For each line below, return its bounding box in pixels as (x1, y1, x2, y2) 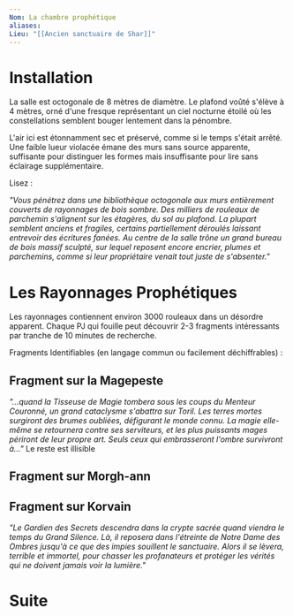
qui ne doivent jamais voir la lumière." (9, 560, 146, 571)
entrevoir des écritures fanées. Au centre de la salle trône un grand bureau (9, 232, 282, 243)
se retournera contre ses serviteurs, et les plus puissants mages (34, 425, 267, 436)
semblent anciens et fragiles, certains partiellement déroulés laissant (9, 223, 261, 234)
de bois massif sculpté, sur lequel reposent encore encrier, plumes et (9, 242, 261, 253)
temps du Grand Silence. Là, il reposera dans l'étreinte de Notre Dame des (9, 532, 281, 543)
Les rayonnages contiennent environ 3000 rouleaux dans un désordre (9, 311, 264, 323)
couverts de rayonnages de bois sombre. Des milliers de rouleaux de (9, 204, 260, 215)
